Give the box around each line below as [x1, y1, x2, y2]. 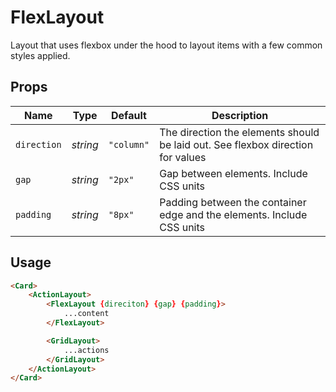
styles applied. [10, 49, 71, 61]
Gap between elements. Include [159, 166, 308, 180]
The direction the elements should [159, 125, 320, 139]
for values [159, 150, 207, 164]
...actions [63, 345, 110, 355]
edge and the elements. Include [159, 207, 308, 221]
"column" [108, 139, 150, 150]
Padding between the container [159, 195, 307, 209]
